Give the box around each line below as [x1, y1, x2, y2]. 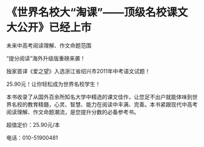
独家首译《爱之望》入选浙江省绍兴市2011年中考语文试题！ [6, 67, 151, 74]
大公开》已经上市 [6, 21, 92, 34]
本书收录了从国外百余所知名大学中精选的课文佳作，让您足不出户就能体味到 [6, 93, 192, 100]
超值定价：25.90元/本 [6, 121, 60, 128]
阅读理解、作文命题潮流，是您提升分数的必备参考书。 [6, 108, 140, 116]
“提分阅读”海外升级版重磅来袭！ [6, 54, 86, 62]
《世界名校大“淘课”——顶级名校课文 [6, 5, 188, 19]
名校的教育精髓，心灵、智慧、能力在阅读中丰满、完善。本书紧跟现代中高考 [11, 100, 198, 108]
